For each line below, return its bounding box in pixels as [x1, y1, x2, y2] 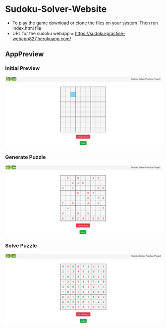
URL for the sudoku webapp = [12, 30, 74, 36]
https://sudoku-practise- [75, 30, 125, 36]
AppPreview [5, 50, 44, 58]
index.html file [12, 25, 42, 31]
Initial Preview [5, 65, 40, 72]
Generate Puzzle [5, 154, 46, 161]
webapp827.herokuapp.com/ [12, 36, 71, 42]
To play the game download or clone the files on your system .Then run [12, 20, 158, 26]
